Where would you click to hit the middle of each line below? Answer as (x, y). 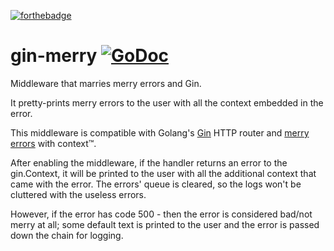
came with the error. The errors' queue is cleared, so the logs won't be (156, 184)
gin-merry (54, 56)
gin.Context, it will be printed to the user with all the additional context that (163, 173)
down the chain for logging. (67, 235)
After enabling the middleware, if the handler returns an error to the (149, 162)
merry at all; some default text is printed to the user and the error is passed (165, 224)
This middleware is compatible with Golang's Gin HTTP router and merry (160, 132)
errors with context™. (53, 143)
